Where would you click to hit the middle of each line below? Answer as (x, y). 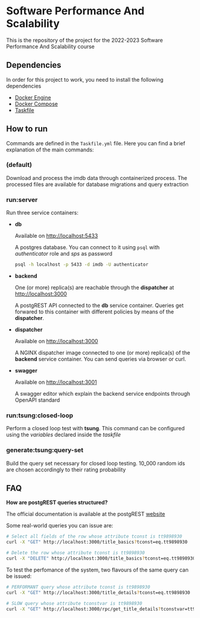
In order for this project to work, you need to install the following (85, 79)
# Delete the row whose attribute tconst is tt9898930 (76, 553)
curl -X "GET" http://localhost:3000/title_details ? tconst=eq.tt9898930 (98, 592)
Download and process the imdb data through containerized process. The (97, 178)
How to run (27, 129)
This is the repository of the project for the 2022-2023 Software (85, 40)
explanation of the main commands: (50, 150)
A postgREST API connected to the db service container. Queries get (99, 306)
